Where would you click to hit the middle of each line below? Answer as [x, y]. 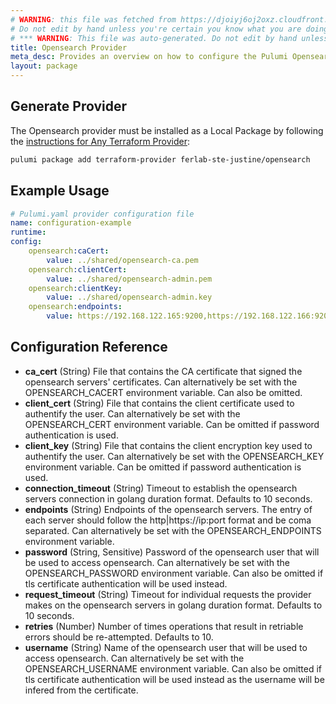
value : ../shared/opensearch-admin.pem [129, 279]
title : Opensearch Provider [69, 47]
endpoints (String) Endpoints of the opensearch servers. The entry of [168, 509]
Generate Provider [69, 106]
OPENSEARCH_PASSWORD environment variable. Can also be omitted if [174, 573]
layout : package [44, 66]
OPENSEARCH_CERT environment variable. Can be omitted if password [172, 424]
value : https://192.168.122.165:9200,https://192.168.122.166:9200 [189, 316]
